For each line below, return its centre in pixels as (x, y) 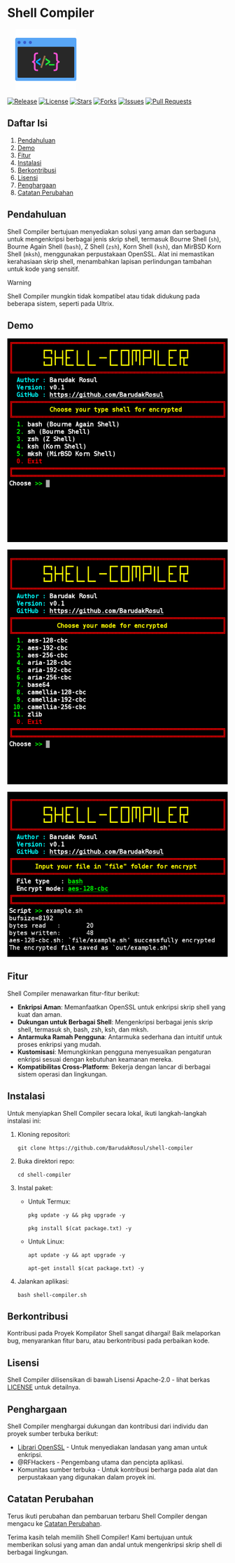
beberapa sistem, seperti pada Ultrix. (60, 303)
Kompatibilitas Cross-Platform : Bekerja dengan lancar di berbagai (114, 1067)
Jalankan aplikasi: (43, 1281)
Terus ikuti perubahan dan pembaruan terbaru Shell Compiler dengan (107, 1516)
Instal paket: (35, 1187)
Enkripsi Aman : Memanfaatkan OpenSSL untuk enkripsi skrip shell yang (121, 1007)
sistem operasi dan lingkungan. (63, 1074)
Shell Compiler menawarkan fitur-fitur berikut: (73, 993)
